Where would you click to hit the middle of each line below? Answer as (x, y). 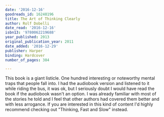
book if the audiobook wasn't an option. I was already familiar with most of (81, 94)
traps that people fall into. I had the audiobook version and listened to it (77, 84)
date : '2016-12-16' (25, 10)
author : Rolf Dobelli (27, 23)
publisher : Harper (24, 51)
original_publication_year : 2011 (39, 42)
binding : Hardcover (25, 55)
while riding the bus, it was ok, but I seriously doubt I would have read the (80, 88)
